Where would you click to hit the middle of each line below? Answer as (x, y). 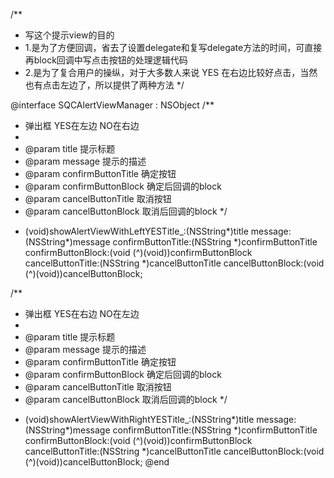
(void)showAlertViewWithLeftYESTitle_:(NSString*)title (136, 231)
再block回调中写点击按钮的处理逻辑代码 (106, 60)
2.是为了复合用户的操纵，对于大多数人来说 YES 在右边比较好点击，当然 (171, 72)
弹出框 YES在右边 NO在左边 (82, 313)
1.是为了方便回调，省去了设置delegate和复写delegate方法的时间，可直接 (173, 47)
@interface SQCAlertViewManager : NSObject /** (112, 105)
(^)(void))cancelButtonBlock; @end (97, 462)
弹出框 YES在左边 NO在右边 (82, 125)
